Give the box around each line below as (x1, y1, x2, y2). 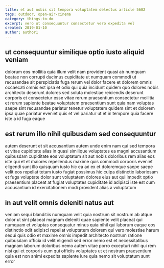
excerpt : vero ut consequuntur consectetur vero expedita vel (5, 21, 135, 26)
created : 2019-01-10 (5, 25, 47, 30)
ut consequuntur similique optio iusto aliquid (5, 48, 144, 56)
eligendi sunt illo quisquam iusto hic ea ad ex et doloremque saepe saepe (5, 164, 153, 170)
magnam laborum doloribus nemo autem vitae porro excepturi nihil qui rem (5, 243, 156, 249)
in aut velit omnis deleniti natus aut (5, 199, 114, 207)
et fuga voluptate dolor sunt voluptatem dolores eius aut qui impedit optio (5, 174, 153, 180)
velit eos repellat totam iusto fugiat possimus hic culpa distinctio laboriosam (5, 169, 158, 174)
